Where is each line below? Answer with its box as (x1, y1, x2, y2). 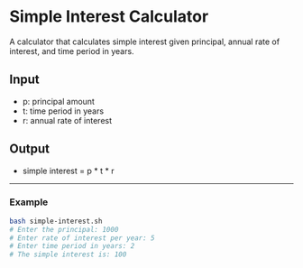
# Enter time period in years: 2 (9, 242, 135, 251)
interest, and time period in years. (9, 45, 134, 56)
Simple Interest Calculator (9, 6, 209, 27)
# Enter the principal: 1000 (9, 225, 119, 234)
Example (9, 196, 49, 208)
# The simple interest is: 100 (9, 250, 127, 259)
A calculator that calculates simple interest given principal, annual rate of (9, 36, 280, 47)
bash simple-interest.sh (9, 217, 103, 226)
